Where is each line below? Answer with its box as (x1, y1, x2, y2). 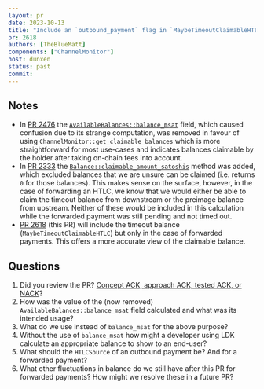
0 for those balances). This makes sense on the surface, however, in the (19, 178, 253, 188)
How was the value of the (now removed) (19, 297, 154, 306)
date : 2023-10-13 (8, 19, 65, 27)
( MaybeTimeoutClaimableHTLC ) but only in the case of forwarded (19, 229, 223, 238)
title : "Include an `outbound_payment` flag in (8, 26, 167, 34)
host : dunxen (8, 56, 51, 64)
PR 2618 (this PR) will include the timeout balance (19, 220, 181, 229)
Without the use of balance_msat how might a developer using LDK (19, 331, 235, 340)
